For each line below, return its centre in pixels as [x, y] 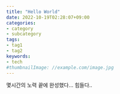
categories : [21, 23]
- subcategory [24, 34]
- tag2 [14, 51]
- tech [14, 62]
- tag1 [14, 46]
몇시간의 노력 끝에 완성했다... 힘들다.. [49, 85]
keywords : [19, 56]
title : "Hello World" [33, 12]
